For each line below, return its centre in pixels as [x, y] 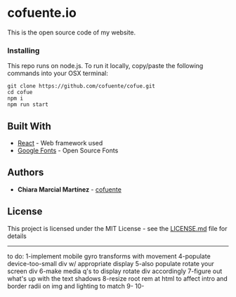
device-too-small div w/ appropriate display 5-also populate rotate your [111, 263]
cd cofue [20, 93]
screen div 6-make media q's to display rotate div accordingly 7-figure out [115, 271]
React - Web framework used [60, 143]
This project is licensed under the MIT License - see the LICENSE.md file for [117, 228]
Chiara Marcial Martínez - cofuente [69, 189]
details [17, 236]
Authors [26, 172]
